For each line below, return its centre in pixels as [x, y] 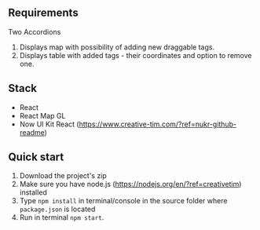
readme [32, 132]
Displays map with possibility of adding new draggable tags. [117, 47]
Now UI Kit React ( [49, 124]
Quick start [36, 157]
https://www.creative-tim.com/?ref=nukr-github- [158, 124]
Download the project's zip [63, 176]
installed [33, 192]
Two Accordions [35, 31]
